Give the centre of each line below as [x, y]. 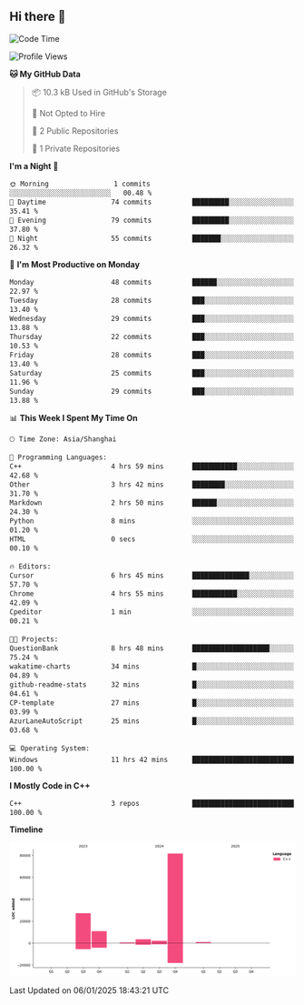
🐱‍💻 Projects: [34, 639]
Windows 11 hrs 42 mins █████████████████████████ [152, 759]
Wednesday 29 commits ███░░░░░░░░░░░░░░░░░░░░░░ [152, 318]
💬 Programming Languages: [58, 457]
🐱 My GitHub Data [45, 74]
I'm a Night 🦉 [34, 166]
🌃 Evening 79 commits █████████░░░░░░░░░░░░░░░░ [152, 220]
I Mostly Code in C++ [50, 785]
